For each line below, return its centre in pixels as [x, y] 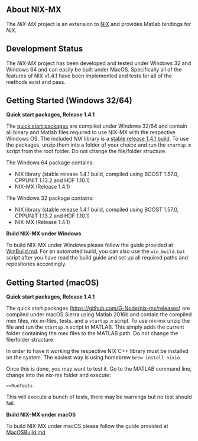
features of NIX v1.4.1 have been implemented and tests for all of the [89, 76]
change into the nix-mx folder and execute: [59, 375]
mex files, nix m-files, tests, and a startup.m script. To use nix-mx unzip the [98, 321]
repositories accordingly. [36, 264]
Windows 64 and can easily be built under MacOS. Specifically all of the [94, 69]
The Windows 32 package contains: [50, 198]
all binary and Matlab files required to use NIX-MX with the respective [91, 132]
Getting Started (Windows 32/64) [69, 101]
